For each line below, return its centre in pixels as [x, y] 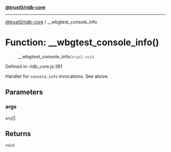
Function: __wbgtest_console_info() [82, 42]
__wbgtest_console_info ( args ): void [56, 56]
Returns [18, 134]
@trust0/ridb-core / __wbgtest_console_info [51, 22]
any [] [10, 118]
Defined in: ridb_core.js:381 [34, 66]
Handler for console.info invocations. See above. [57, 76]
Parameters [24, 92]
